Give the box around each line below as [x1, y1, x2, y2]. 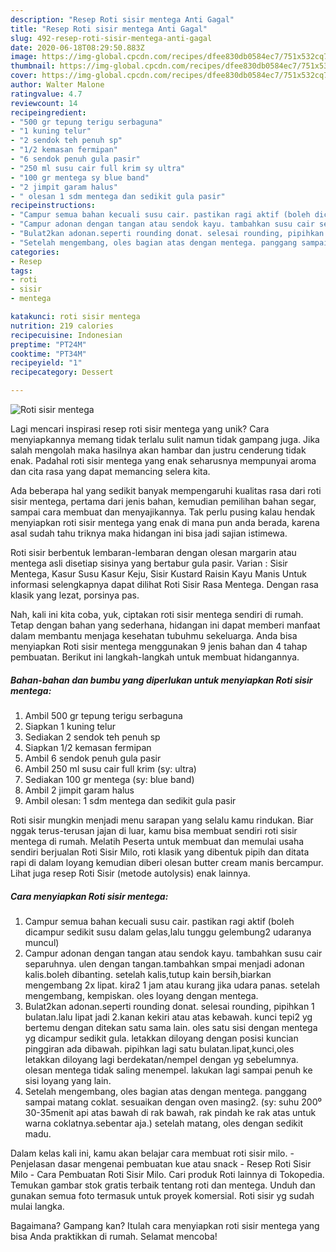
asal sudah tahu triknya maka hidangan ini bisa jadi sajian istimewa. [10, 527, 288, 539]
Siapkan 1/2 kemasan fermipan [24, 741, 152, 753]
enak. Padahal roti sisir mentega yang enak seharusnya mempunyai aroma [10, 455, 317, 466]
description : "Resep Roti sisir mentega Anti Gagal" [10, 14, 235, 25]
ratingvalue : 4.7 [10, 89, 83, 99]
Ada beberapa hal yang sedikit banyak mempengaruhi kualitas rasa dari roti [10, 485, 322, 496]
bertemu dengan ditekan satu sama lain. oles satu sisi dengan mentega [24, 1021, 318, 1033]
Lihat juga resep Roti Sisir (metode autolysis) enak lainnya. [10, 867, 251, 879]
